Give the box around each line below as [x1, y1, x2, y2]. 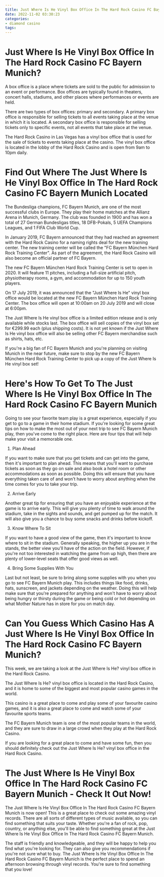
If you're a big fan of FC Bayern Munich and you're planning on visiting [5, 345, 147, 351]
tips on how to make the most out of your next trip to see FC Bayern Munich [5, 425, 158, 431]
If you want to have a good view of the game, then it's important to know [5, 534, 151, 540]
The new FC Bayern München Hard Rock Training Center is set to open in [5, 265, 153, 270]
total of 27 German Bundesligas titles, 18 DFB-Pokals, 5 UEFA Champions [5, 219, 152, 225]
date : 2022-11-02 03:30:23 [5, 12, 60, 17]
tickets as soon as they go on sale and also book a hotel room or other [5, 465, 146, 471]
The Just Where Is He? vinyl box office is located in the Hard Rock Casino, [5, 680, 155, 686]
